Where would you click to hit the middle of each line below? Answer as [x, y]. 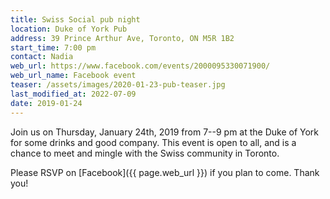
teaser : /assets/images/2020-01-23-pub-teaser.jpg [118, 85]
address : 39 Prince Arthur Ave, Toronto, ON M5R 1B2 [122, 38]
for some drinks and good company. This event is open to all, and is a [153, 142]
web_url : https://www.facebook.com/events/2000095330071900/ [140, 66]
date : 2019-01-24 [46, 103]
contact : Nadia [42, 57]
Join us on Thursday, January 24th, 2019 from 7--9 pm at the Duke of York [165, 132]
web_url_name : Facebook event [73, 76]
